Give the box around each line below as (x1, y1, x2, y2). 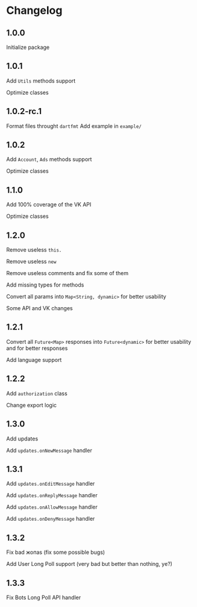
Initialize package (6, 43, 50, 51)
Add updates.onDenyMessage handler (6, 515, 95, 523)
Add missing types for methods (6, 281, 84, 288)
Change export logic (6, 401, 57, 408)
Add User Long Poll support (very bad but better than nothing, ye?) (6, 561, 173, 568)
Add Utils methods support (6, 77, 76, 84)
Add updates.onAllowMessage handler (6, 503, 98, 510)
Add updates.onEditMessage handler (6, 480, 95, 488)
